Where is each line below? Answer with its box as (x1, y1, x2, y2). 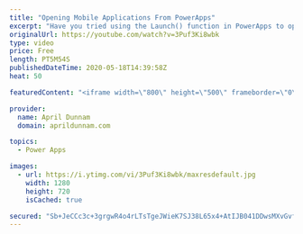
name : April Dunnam (17, 112, 91, 121)
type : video (9, 38, 54, 48)
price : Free (9, 47, 54, 56)
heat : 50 (9, 72, 42, 81)
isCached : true (25, 195, 83, 204)
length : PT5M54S (9, 55, 70, 64)
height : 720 (25, 186, 70, 196)
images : (9, 162, 39, 171)
